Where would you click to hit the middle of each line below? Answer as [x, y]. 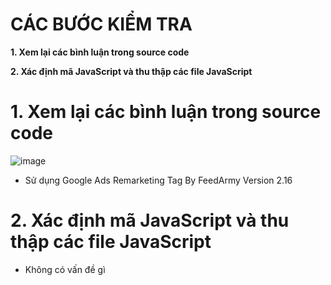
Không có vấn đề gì [65, 269]
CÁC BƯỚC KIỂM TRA [101, 24]
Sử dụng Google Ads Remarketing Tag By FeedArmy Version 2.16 [158, 180]
